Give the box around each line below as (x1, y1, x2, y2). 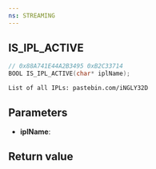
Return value (8, 150, 74, 163)
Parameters (8, 105, 68, 120)
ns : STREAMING (8, 11, 56, 20)
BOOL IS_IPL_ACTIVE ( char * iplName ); (8, 69, 130, 78)
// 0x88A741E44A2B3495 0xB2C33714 (8, 62, 124, 70)
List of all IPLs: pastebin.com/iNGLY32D (8, 84, 149, 92)
